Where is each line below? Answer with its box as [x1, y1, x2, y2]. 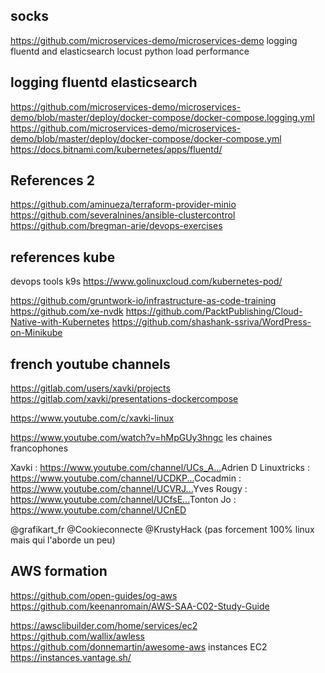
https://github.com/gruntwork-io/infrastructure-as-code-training [10, 295, 277, 307]
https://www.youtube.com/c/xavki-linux [10, 412, 175, 424]
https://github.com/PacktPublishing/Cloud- [125, 305, 303, 318]
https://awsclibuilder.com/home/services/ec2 [10, 619, 198, 631]
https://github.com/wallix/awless [10, 630, 145, 642]
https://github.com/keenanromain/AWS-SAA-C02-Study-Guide [10, 600, 270, 612]
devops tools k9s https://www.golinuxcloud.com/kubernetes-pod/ [10, 275, 283, 288]
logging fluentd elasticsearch [10, 74, 198, 91]
